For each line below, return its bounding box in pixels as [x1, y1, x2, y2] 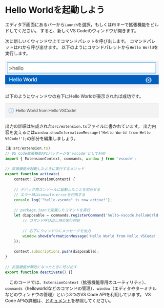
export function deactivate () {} [5, 270, 73, 275]
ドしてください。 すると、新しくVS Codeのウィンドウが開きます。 [5, 27, 139, 33]
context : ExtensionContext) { [14, 177, 76, 182]
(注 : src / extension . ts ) [5, 145, 50, 151]
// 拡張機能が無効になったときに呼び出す [5, 264, 77, 269]
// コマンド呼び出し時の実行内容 [22, 218, 81, 223]
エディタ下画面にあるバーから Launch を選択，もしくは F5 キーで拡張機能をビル [5, 22, 159, 27]
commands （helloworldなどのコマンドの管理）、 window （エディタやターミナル [5, 285, 157, 291]
